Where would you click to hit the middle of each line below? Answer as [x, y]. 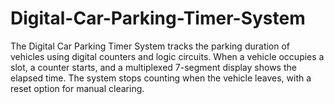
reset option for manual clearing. [77, 88]
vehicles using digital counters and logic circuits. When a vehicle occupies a [167, 56]
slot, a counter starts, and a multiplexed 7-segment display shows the [153, 67]
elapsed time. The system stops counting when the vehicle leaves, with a [161, 78]
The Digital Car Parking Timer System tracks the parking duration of [150, 46]
